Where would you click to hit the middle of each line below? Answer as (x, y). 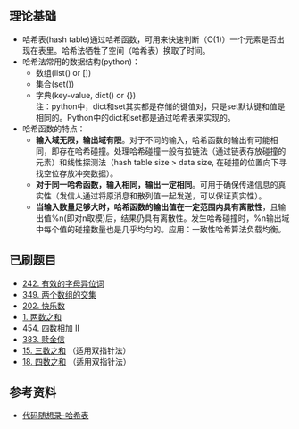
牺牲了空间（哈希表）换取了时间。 (147, 50)
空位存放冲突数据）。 (81, 173)
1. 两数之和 (42, 316)
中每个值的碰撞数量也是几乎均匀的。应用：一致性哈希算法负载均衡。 (161, 229)
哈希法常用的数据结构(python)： (81, 62)
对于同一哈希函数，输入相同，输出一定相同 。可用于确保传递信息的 (157, 184)
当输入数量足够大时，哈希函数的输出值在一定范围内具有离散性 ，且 (157, 206)
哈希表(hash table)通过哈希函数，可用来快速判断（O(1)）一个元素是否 (149, 39)
